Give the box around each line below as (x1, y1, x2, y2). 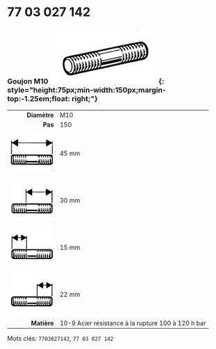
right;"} (72, 94, 99, 104)
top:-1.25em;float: (7, 94, 71, 104)
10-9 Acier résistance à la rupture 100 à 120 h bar (60, 318, 206, 327)
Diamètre (26, 111, 54, 119)
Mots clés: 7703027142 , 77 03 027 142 (7, 334, 114, 343)
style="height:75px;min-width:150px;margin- (7, 85, 167, 95)
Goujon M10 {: (7, 77, 165, 86)
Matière (31, 318, 54, 327)
